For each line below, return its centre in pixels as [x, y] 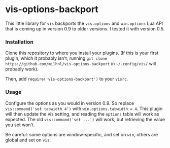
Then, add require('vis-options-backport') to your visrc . [67, 79]
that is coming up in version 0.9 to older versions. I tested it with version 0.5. [85, 28]
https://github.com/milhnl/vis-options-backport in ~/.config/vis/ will [81, 64]
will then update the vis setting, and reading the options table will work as [82, 114]
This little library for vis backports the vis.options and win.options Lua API [84, 23]
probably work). [22, 69]
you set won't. [20, 125]
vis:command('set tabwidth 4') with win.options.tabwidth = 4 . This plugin [84, 108]
